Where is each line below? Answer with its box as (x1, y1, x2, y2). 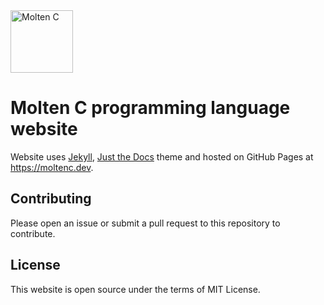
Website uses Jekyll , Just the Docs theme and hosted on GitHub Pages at (10, 150, 314, 163)
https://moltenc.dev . (10, 161, 94, 173)
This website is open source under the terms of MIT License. (10, 283, 261, 295)
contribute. (10, 227, 56, 239)
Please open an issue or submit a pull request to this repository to (10, 217, 281, 229)
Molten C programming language (10, 97, 291, 119)
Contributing (10, 190, 92, 208)
